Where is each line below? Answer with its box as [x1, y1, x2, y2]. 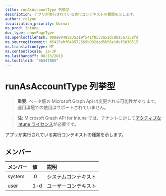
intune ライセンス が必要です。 [17, 121, 79, 127]
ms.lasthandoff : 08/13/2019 [5, 53, 63, 59]
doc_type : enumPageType [5, 30, 55, 35]
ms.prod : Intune [5, 26, 39, 31]
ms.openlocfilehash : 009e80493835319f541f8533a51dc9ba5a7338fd [5, 35, 139, 40]
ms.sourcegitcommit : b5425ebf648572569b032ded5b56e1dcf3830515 [5, 40, 139, 45]
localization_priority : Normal [5, 21, 70, 26]
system [7, 173, 25, 180]
